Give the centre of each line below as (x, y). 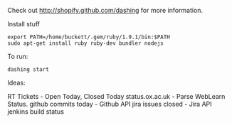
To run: (18, 57)
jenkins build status (36, 112)
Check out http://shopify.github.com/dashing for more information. (105, 10)
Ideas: (16, 82)
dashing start (28, 70)
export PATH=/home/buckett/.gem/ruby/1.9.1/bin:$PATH (89, 37)
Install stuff (24, 24)
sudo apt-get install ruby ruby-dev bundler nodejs (85, 43)
